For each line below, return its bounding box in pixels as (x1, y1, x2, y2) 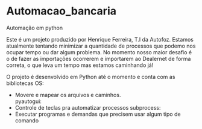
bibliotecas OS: (6, 80, 44, 87)
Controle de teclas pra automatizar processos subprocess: (14, 104, 161, 111)
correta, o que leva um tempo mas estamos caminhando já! (6, 61, 154, 69)
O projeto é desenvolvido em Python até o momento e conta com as (6, 73, 175, 80)
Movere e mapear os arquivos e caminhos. (14, 91, 121, 98)
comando (14, 116, 39, 124)
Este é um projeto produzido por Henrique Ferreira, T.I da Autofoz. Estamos (6, 36, 194, 43)
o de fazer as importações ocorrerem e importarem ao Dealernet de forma (6, 55, 191, 62)
